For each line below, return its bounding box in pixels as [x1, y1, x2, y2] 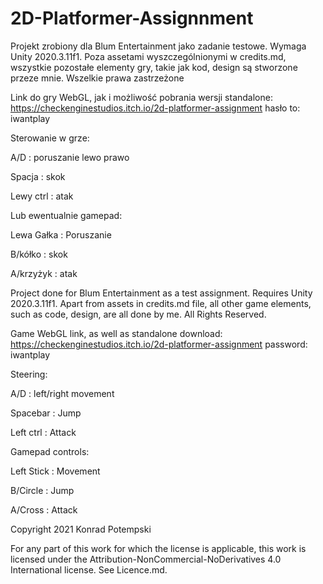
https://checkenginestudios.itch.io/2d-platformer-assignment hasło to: [10, 102, 301, 114]
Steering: [10, 368, 48, 380]
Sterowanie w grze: [10, 132, 90, 144]
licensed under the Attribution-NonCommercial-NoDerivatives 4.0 [10, 553, 282, 565]
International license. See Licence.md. [10, 563, 168, 576]
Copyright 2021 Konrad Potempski [10, 523, 152, 535]
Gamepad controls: [10, 445, 90, 457]
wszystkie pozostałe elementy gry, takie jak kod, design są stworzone [10, 61, 298, 73]
